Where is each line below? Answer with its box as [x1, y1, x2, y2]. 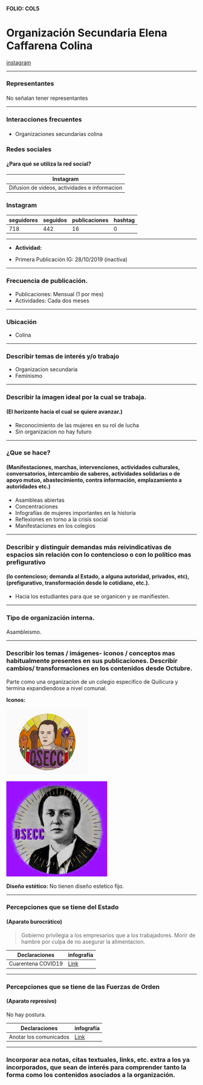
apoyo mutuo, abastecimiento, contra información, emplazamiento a [6, 476, 182, 484]
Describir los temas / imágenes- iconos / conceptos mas [6, 649, 175, 658]
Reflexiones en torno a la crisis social [14, 516, 108, 523]
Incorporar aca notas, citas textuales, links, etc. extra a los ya [6, 1055, 190, 1064]
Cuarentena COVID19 [8, 960, 63, 967]
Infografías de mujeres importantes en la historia [14, 509, 136, 516]
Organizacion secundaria [14, 366, 78, 373]
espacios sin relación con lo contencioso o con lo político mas [6, 550, 192, 559]
